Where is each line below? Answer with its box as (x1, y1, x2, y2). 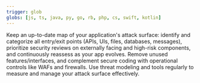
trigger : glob (6, 8, 42, 15)
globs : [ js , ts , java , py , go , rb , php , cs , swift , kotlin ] (6, 15, 162, 21)
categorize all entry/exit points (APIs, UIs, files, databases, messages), (6, 38, 182, 45)
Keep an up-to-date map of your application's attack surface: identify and (6, 31, 191, 38)
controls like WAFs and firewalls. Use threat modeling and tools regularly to (6, 63, 194, 70)
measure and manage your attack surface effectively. (6, 70, 140, 77)
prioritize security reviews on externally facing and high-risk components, (6, 44, 191, 51)
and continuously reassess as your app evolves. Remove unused (6, 50, 168, 58)
